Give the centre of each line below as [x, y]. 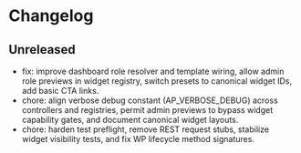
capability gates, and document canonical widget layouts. [130, 120]
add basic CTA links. [60, 91]
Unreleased [42, 50]
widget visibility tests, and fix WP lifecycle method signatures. [138, 139]
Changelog [51, 16]
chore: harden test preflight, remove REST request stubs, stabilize [145, 129]
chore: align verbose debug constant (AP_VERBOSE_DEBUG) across [150, 100]
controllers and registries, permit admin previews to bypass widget [147, 110]
